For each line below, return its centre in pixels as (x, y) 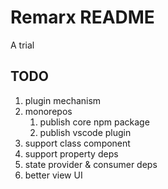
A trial (22, 45)
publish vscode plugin (85, 132)
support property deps (71, 153)
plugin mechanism (63, 100)
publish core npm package (94, 122)
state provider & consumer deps (91, 164)
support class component (77, 143)
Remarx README (82, 17)
